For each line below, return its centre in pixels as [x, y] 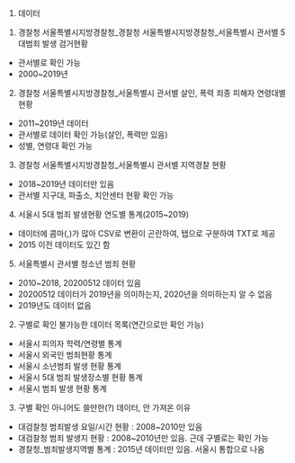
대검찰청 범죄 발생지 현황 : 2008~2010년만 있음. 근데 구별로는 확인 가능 [143, 438]
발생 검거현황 [65, 44]
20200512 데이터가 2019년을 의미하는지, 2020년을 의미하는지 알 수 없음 [145, 294]
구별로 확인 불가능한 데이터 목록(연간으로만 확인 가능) [111, 325]
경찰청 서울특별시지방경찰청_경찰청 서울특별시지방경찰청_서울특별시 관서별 [148, 32]
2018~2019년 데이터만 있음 [66, 184]
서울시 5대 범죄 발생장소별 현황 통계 [80, 377]
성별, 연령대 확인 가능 [55, 146]
